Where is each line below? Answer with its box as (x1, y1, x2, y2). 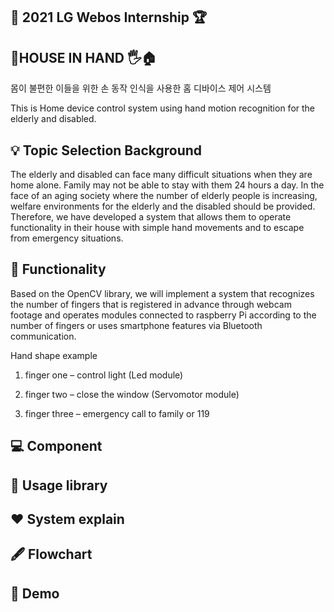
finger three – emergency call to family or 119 (24, 407, 210, 419)
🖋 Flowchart (10, 546, 93, 563)
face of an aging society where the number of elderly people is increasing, (10, 190, 318, 202)
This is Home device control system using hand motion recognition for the (10, 102, 316, 114)
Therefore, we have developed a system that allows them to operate (10, 211, 292, 223)
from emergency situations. (10, 232, 124, 244)
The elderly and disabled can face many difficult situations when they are (10, 169, 313, 181)
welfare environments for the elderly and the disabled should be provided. (10, 200, 316, 213)
